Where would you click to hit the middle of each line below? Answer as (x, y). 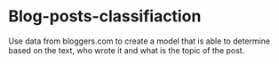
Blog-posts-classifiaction (105, 16)
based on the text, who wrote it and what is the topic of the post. (127, 50)
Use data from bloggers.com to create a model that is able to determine (139, 41)
